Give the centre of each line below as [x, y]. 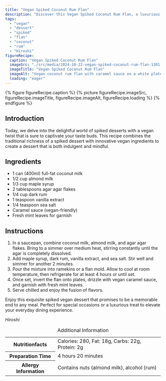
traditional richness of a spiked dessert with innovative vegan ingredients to [82, 141]
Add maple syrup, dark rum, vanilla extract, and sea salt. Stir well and [83, 259]
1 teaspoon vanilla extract [38, 200]
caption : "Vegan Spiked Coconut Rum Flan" [54, 60]
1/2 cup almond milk [33, 179]
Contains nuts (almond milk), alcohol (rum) [107, 368]
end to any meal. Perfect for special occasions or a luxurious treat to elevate [83, 305]
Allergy [30, 365]
